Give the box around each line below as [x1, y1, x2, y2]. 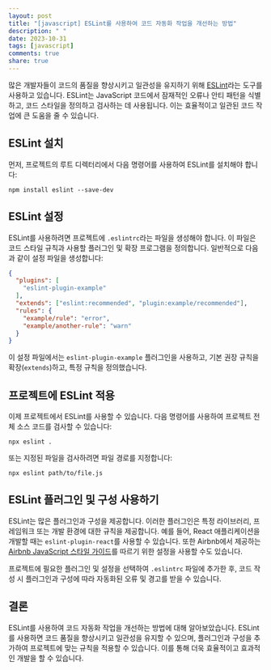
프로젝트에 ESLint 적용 [8, 388, 116, 402]
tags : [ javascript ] [8, 42, 74, 50]
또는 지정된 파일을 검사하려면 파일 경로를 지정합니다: [8, 453, 172, 463]
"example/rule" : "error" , [23, 314, 111, 322]
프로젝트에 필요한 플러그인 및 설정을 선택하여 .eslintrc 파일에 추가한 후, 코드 [8, 563, 252, 573]
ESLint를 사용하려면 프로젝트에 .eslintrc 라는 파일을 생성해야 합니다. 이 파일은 [8, 232, 256, 243]
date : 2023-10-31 [8, 34, 67, 43]
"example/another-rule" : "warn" [23, 321, 132, 330]
